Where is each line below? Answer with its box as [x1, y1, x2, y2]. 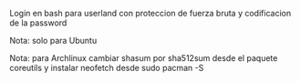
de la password [9, 17, 67, 28]
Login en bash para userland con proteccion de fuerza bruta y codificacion [9, 8, 292, 18]
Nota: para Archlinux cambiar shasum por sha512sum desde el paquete [9, 53, 278, 63]
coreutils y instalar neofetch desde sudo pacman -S [9, 63, 204, 73]
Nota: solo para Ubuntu [9, 36, 98, 46]
